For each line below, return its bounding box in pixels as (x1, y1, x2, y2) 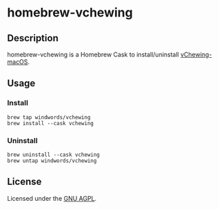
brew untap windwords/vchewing (7, 157, 97, 164)
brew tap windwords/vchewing (7, 113, 91, 121)
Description (7, 32, 59, 44)
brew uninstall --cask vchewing (7, 151, 100, 158)
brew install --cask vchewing (7, 120, 94, 126)
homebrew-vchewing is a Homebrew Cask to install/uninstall (7, 50, 179, 58)
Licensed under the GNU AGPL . (7, 194, 97, 202)
